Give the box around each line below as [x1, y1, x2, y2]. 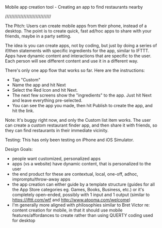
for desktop [12, 218, 35, 223]
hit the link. [12, 108, 34, 114]
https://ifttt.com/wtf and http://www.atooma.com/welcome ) [12, 197, 131, 203]
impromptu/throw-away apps [12, 177, 70, 182]
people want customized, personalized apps [12, 156, 101, 162]
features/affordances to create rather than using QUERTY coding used [12, 212, 153, 218]
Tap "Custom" [12, 77, 41, 82]
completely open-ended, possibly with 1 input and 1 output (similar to [12, 192, 150, 197]
